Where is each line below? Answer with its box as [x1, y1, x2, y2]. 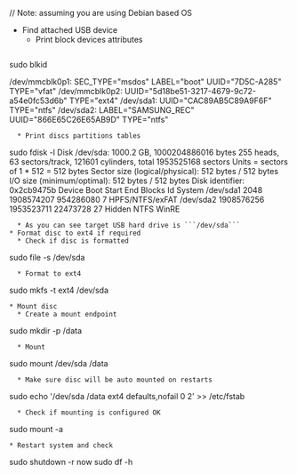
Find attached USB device [21, 25, 118, 35]
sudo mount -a [9, 424, 64, 434]
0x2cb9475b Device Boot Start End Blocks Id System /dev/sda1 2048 [9, 185, 263, 195]
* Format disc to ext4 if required [9, 229, 141, 237]
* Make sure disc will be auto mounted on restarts [17, 375, 213, 384]
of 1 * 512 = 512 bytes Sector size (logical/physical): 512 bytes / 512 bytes [9, 166, 278, 176]
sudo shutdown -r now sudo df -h [9, 457, 133, 467]
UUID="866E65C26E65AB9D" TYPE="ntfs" [9, 115, 169, 125]
